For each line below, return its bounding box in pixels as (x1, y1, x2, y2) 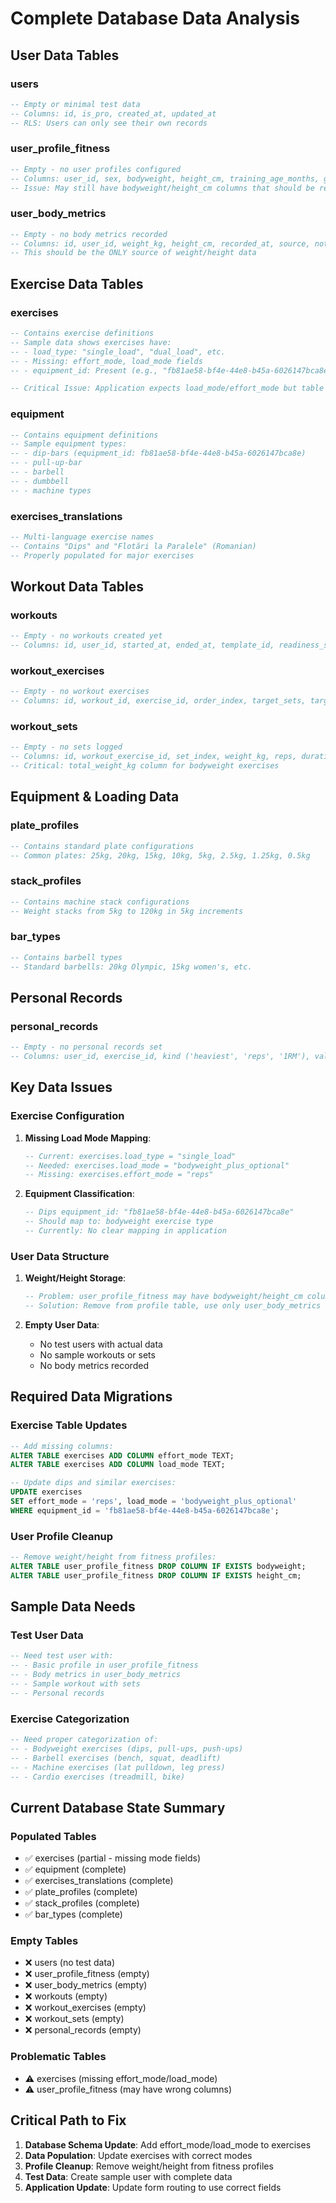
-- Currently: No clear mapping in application (24, 1226, 227, 1236)
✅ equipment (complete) (24, 1863, 127, 1876)
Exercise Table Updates (10, 1418, 128, 1432)
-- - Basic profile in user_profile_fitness (10, 1660, 199, 1671)
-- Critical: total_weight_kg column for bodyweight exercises (10, 761, 280, 771)
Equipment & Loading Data (10, 788, 180, 806)
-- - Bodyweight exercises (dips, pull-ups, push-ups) (10, 1743, 244, 1754)
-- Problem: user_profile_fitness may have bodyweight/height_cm (24, 1292, 303, 1302)
